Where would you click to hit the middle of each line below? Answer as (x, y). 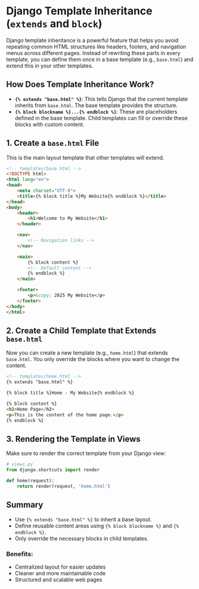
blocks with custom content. (49, 124)
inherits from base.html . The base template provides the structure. (96, 105)
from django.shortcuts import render (53, 470)
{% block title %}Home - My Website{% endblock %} (70, 393)
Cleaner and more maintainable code (60, 573)
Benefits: (20, 554)
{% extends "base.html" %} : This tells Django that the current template (101, 99)
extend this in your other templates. (50, 65)
